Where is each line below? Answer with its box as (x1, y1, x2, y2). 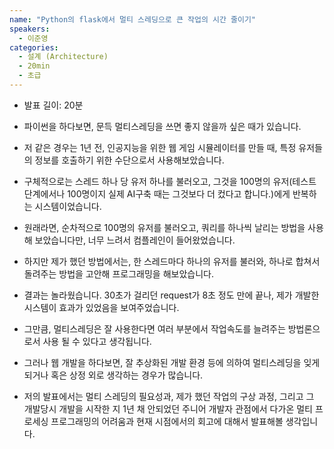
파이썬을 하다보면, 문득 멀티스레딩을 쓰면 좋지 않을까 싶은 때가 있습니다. (23, 120, 302, 132)
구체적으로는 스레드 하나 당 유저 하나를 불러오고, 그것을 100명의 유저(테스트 (23, 175, 317, 187)
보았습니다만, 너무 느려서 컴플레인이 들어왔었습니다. (34, 234, 236, 246)
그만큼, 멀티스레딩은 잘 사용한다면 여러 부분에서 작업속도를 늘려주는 (23, 322, 286, 335)
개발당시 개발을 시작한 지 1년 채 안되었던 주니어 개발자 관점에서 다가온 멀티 (23, 402, 313, 415)
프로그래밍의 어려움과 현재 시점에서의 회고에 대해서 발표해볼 (50, 415, 284, 427)
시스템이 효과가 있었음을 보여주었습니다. (23, 301, 180, 313)
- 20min (18, 61, 51, 71)
